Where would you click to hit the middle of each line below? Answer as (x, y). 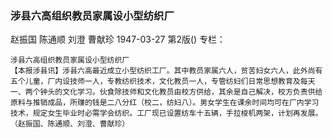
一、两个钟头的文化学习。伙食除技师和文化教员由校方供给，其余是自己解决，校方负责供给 (166, 92)
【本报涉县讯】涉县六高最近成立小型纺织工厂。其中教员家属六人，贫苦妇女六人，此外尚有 (166, 71)
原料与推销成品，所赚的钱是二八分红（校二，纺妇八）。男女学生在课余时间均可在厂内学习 (165, 103)
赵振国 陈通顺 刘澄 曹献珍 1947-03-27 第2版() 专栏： (118, 39)
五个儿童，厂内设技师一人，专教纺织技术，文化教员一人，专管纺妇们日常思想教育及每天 (163, 82)
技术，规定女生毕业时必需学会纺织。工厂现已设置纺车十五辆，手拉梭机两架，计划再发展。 (166, 113)
